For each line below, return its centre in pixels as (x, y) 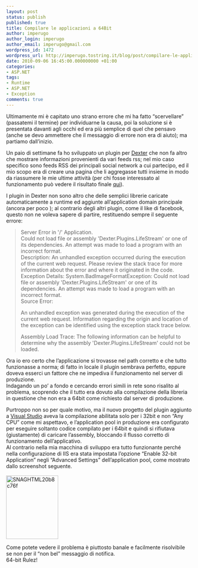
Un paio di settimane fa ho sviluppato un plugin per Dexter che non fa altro (97, 153)
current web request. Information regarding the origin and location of (104, 319)
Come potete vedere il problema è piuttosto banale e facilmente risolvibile (96, 547)
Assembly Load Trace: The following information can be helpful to (100, 337)
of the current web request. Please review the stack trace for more (101, 263)
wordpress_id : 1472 (30, 50)
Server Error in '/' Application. (57, 232)
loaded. (30, 349)
